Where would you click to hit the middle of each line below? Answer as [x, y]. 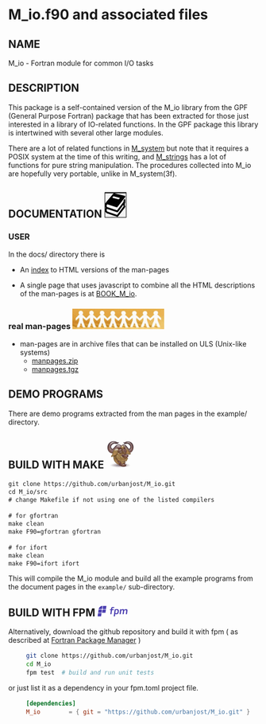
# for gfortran [33, 516]
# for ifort [28, 548]
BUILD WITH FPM [52, 612]
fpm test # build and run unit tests [90, 672]
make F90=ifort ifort [44, 564]
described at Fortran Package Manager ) [75, 640]
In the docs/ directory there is [57, 254]
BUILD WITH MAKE [56, 465]
